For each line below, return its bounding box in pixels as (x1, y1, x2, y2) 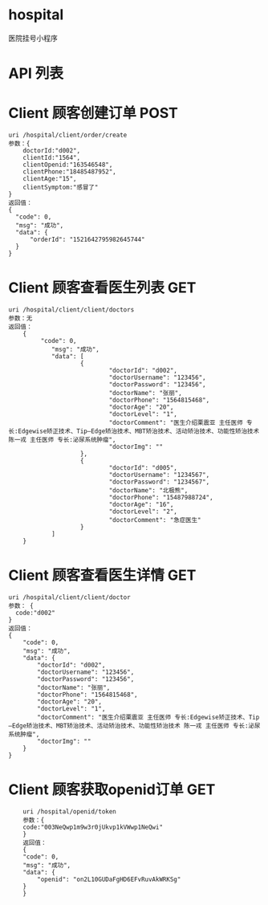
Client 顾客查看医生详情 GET (8, 566, 197, 585)
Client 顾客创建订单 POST (8, 104, 179, 122)
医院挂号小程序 (8, 33, 58, 43)
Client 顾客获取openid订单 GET (8, 781, 216, 799)
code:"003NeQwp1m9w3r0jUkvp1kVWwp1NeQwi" (22, 823, 163, 831)
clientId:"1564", (22, 154, 81, 162)
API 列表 (8, 64, 64, 83)
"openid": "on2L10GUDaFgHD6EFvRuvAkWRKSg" (37, 875, 181, 883)
